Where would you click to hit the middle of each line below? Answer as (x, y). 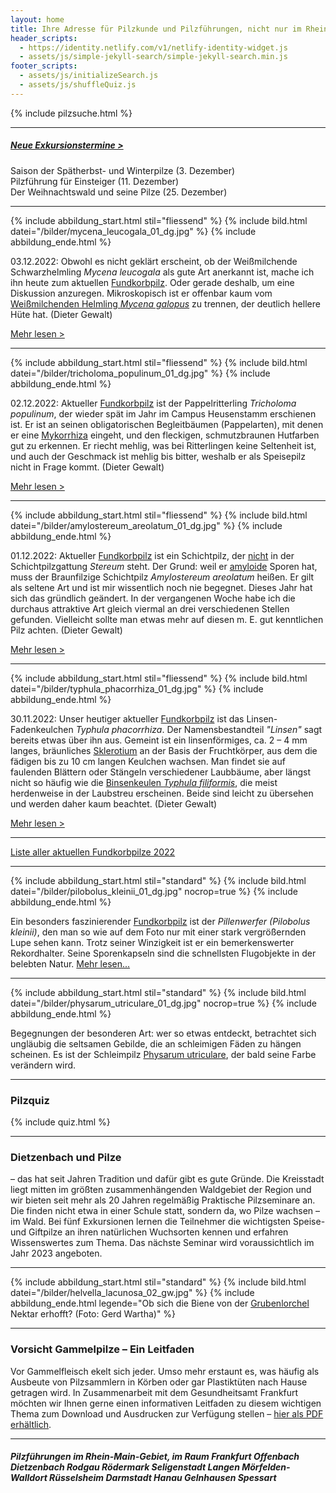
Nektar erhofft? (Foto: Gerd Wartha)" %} (93, 1314)
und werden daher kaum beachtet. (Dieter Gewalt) (114, 803)
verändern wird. (43, 1065)
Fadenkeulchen (42, 729)
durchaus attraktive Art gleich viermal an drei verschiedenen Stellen (150, 608)
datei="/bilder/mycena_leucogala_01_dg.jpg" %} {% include (133, 231)
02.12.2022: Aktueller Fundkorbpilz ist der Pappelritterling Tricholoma (153, 403)
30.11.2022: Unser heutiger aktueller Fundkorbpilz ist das (127, 718)
